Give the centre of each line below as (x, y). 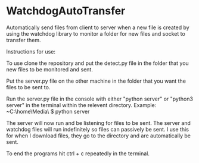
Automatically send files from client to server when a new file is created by (98, 27)
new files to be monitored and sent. (50, 69)
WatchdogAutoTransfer (66, 11)
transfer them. (24, 40)
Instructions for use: (31, 51)
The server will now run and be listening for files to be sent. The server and (98, 123)
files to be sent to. (28, 87)
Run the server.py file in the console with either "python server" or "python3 (100, 99)
